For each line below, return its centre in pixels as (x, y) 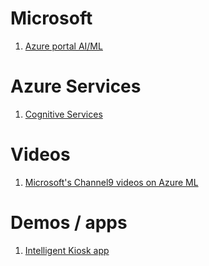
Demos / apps (69, 223)
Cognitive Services (63, 114)
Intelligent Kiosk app (67, 250)
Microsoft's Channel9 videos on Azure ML (111, 182)
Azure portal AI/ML (63, 46)
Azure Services (76, 86)
